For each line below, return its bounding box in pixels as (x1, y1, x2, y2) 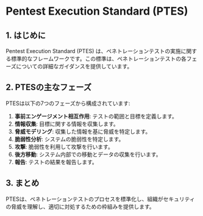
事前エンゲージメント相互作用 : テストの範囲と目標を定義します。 (14, 112, 178, 120)
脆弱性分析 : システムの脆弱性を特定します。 (14, 135, 124, 143)
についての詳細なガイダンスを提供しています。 (16, 63, 133, 70)
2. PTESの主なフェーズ (5, 82, 92, 93)
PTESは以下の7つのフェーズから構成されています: (5, 99, 130, 107)
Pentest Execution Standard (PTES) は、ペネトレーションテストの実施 (5, 48, 181, 54)
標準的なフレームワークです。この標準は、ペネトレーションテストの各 (10, 55, 187, 62)
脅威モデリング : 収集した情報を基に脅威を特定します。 (14, 128, 151, 135)
